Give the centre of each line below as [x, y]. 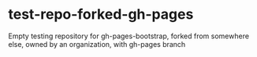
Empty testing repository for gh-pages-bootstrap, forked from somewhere [129, 36]
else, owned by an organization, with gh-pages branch [97, 44]
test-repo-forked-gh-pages [101, 14]
